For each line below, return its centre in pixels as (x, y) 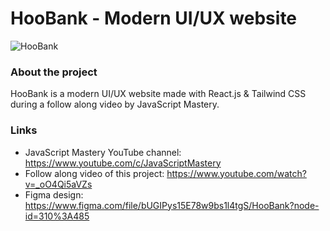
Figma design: (54, 194)
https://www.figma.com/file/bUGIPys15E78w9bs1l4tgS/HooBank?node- (172, 205)
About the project (54, 72)
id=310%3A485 (57, 216)
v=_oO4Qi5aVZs (58, 184)
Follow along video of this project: (94, 173)
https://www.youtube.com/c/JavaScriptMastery (123, 163)
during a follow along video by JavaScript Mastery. (115, 104)
